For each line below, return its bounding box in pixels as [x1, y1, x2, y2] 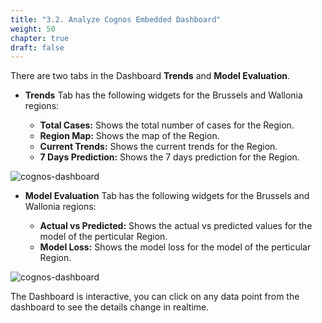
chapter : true [10, 33, 70, 43]
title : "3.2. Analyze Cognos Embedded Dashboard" [10, 14, 222, 25]
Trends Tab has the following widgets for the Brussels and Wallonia [24, 89, 303, 101]
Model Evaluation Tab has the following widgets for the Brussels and [24, 190, 310, 202]
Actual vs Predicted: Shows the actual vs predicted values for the [39, 220, 313, 232]
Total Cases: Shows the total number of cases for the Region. [39, 119, 295, 131]
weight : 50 [10, 24, 56, 34]
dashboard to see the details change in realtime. [10, 301, 210, 313]
